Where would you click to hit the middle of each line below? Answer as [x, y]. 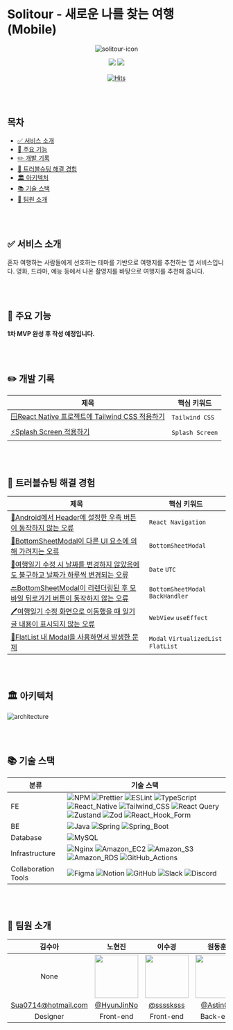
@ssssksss [167, 1005]
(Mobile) [32, 30]
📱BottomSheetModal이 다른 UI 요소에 [70, 541]
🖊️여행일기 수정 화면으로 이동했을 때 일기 [73, 611]
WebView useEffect [178, 618]
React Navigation [178, 522]
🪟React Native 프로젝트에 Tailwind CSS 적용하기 [88, 417]
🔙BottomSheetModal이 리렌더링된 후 [69, 588]
